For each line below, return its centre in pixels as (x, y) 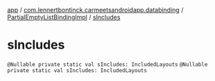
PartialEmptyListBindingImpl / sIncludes (64, 17)
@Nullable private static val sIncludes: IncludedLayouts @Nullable (108, 65)
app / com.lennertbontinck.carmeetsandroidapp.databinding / (95, 10)
